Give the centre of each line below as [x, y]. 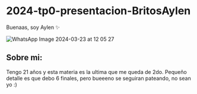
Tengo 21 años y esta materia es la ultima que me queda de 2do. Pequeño [96, 72]
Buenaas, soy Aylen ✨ [33, 27]
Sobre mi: [24, 58]
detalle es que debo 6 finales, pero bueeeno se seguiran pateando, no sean [99, 78]
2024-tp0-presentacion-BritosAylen [99, 11]
